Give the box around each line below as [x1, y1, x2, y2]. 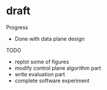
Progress [6, 24, 28, 31]
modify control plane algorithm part [14, 64, 102, 72]
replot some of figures [14, 58, 69, 65]
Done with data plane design [14, 35, 85, 42]
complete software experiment [14, 77, 90, 84]
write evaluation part [14, 70, 65, 78]
